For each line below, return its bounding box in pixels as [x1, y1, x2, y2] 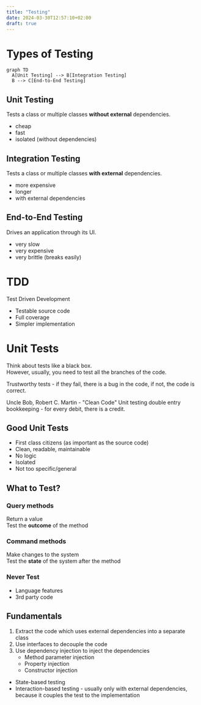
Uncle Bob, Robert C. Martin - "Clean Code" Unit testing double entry [6, 398, 181, 406]
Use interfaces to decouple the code [15, 640, 108, 647]
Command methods [6, 537, 67, 546]
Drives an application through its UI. [6, 228, 97, 236]
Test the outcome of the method [6, 522, 89, 529]
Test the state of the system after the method [6, 557, 121, 565]
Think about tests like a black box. [6, 362, 92, 369]
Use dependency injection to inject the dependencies [15, 647, 150, 654]
